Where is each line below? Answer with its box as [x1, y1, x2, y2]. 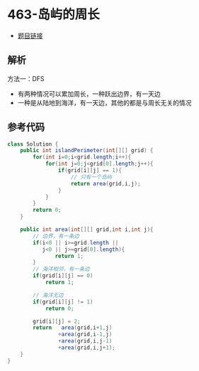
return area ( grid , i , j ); [70, 180, 141, 187]
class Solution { [7, 140, 59, 148]
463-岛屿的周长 [7, 6, 101, 23]
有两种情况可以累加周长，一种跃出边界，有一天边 [17, 90, 161, 98]
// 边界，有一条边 [33, 232, 79, 240]
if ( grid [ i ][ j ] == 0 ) [33, 272, 93, 279]
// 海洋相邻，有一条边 [33, 266, 90, 273]
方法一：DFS [7, 74, 45, 82]
